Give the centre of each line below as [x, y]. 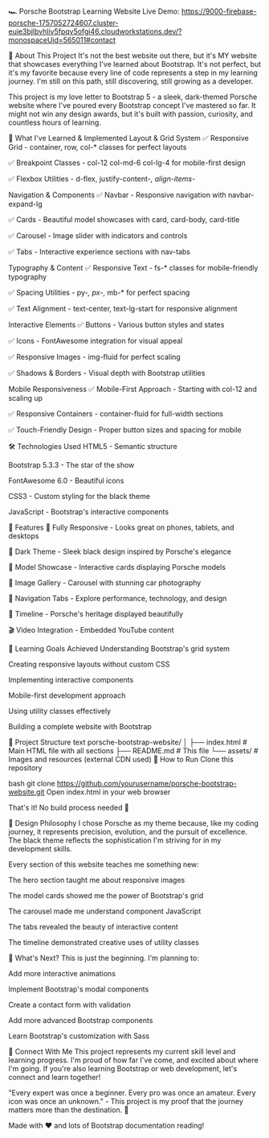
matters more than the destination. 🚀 [69, 1110]
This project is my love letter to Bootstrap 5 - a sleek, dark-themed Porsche [133, 97]
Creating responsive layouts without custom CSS [89, 664]
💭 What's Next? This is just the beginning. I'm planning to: [104, 958]
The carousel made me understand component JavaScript [105, 911]
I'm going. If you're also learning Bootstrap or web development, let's [123, 1068]
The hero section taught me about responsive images [97, 880]
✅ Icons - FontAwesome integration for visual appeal [96, 341]
